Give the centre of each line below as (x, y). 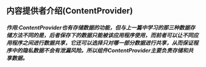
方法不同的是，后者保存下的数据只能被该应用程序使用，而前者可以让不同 (102, 35)
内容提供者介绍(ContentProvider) (69, 11)
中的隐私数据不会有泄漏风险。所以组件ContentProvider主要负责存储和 (100, 50)
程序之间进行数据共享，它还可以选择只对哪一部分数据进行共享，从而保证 (102, 43)
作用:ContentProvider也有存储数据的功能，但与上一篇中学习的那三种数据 (98, 27)
